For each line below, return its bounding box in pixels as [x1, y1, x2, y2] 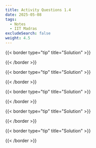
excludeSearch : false [5, 31, 51, 36]
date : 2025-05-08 [5, 12, 42, 17]
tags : [5, 17, 17, 22]
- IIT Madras [10, 26, 37, 31]
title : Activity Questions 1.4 [5, 7, 71, 13]
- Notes [10, 21, 26, 27]
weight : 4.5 [5, 36, 30, 41]
